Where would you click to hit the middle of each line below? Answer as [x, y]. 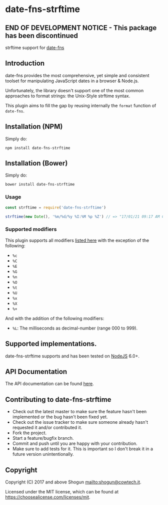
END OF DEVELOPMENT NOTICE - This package [81, 28]
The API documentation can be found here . [49, 384]
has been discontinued [42, 35]
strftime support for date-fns [35, 48]
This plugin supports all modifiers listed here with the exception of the [77, 240]
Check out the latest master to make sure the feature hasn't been [79, 412]
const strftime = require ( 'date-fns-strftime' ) [56, 207]
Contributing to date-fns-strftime [58, 399]
